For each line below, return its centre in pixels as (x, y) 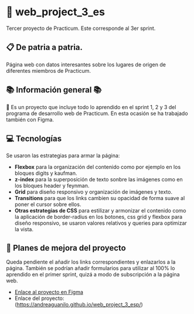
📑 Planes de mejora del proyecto (66, 248)
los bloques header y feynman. (52, 186)
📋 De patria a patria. (45, 47)
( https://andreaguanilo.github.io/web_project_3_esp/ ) (79, 305)
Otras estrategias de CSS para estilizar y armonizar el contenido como (100, 211)
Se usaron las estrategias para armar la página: (63, 156)
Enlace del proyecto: (39, 298)
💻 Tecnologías (34, 138)
